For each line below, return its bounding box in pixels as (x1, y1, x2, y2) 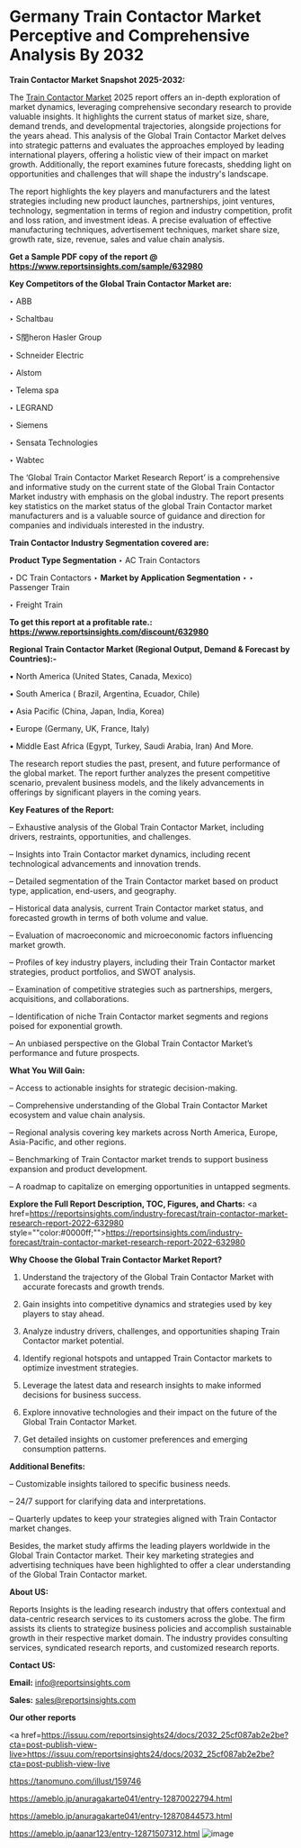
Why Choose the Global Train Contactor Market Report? (9, 1254, 223, 1265)
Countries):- (9, 653, 57, 664)
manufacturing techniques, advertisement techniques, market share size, (9, 223, 280, 235)
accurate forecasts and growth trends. (22, 1281, 164, 1292)
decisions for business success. (22, 1389, 142, 1400)
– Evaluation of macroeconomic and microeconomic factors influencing (9, 930, 273, 941)
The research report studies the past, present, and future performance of (9, 758, 280, 769)
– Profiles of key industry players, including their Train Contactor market (9, 957, 276, 968)
